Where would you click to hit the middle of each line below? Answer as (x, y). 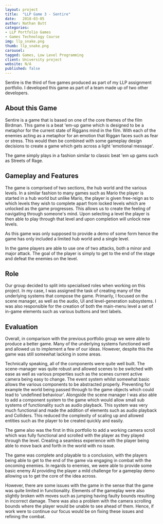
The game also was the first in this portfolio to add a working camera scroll (80, 430)
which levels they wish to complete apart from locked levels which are (75, 203)
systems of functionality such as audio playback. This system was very (76, 405)
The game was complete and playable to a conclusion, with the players (76, 455)
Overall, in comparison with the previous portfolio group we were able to (77, 339)
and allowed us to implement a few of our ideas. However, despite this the (79, 349)
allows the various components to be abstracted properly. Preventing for (78, 384)
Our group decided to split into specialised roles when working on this (75, 286)
